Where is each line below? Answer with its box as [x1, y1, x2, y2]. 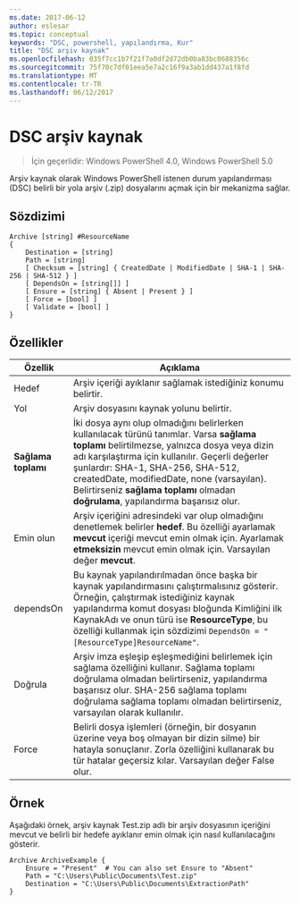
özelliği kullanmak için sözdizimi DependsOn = [72, 625, 260, 638]
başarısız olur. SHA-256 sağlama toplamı [72, 684, 247, 697]
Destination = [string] [25, 248, 114, 258]
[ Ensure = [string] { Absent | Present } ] [25, 287, 194, 296]
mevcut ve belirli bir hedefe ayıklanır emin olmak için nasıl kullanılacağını [9, 829, 275, 840]
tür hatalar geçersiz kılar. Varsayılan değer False [72, 755, 275, 767]
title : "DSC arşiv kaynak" [9, 46, 110, 55]
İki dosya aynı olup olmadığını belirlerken [72, 417, 244, 429]
